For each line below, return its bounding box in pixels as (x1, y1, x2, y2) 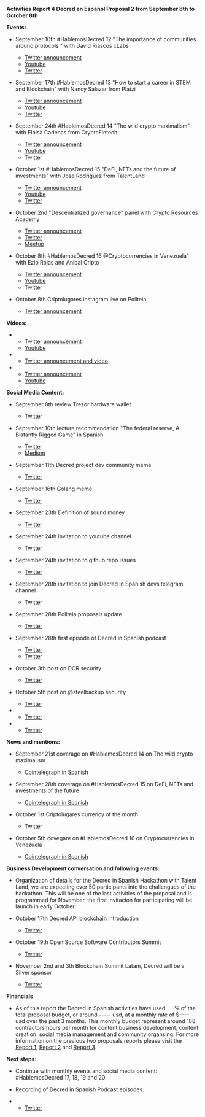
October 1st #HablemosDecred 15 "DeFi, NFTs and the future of (15, 166, 176, 172)
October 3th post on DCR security (15, 665, 101, 671)
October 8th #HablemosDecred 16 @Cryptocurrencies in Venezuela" (15, 252, 189, 260)
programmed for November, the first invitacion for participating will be (15, 896, 193, 903)
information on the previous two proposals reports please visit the (15, 1037, 182, 1044)
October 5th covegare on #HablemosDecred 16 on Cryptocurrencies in (15, 835, 195, 841)
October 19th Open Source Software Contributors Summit (15, 938, 161, 946)
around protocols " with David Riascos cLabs (15, 42, 129, 49)
